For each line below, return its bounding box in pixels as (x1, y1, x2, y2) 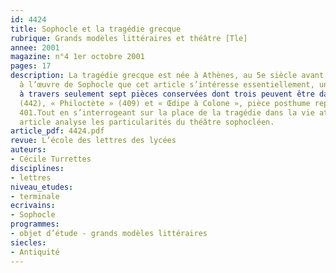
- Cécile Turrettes (10, 154, 92, 164)
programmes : (10, 219, 60, 230)
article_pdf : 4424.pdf (10, 126, 105, 136)
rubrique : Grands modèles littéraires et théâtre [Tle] (10, 33, 248, 43)
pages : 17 (10, 61, 52, 71)
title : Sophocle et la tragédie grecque (10, 24, 182, 34)
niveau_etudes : (10, 182, 74, 192)
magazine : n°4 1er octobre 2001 (10, 52, 145, 62)
